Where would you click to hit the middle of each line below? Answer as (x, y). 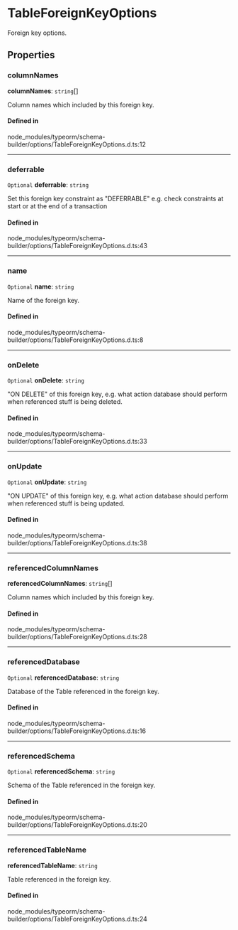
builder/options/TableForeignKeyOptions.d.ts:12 (77, 144)
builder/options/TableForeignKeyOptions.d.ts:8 (75, 340)
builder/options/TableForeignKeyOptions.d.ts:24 (77, 919)
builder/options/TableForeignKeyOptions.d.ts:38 (77, 542)
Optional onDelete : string (46, 380)
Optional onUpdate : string (47, 482)
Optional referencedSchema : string (61, 771)
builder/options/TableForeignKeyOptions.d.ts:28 (77, 637)
